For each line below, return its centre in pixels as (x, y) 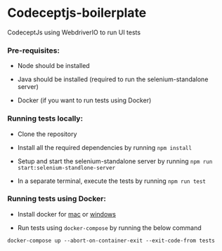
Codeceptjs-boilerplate (77, 13)
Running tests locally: (45, 118)
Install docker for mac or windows (66, 214)
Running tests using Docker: (57, 199)
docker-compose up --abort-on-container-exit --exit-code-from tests (111, 240)
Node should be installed (53, 66)
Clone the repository (47, 134)
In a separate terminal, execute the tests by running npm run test (111, 181)
